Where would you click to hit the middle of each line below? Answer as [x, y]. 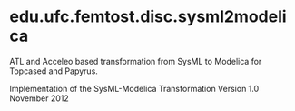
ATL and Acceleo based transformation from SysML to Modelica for [136, 61]
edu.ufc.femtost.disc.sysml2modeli [148, 17]
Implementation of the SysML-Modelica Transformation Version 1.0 [134, 88]
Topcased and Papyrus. [54, 71]
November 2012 [39, 98]
